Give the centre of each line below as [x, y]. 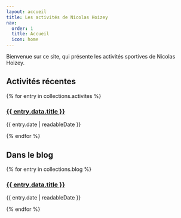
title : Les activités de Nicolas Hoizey [57, 17]
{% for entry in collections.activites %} [54, 96]
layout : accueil [26, 12]
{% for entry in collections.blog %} [49, 169]
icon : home [25, 39]
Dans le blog [30, 155]
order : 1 [22, 28]
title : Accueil [30, 34]
